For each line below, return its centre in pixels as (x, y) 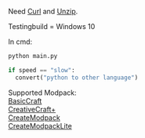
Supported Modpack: (42, 93)
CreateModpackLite (40, 125)
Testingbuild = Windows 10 (52, 26)
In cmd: (20, 42)
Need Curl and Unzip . (43, 11)
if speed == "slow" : (42, 70)
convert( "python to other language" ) (77, 78)
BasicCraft (25, 100)
